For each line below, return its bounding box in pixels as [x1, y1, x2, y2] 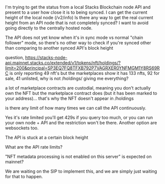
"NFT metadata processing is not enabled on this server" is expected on [5, 153, 152, 159]
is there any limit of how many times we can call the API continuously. [5, 105, 147, 111]
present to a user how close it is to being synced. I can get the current [5, 9, 148, 15]
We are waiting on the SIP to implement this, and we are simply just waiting [5, 168, 158, 174]
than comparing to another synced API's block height [5, 45, 113, 51]
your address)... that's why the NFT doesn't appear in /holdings [5, 95, 134, 101]
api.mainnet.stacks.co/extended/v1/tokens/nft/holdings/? [5, 60, 121, 65]
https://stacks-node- [25, 55, 67, 61]
